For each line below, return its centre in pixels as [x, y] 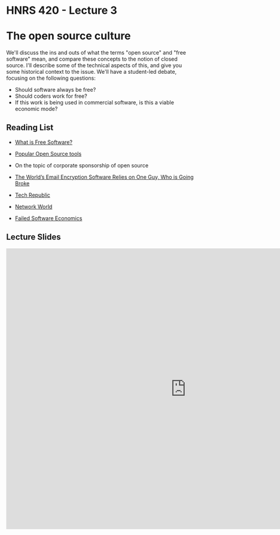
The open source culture [69, 36]
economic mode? [36, 109]
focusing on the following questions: [51, 78]
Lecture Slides [34, 237]
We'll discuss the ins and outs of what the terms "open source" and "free [96, 52]
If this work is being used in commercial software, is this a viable [95, 102]
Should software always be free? [55, 89]
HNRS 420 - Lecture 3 [62, 10]
